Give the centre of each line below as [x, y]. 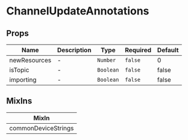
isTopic [19, 70]
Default [168, 50]
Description [74, 50]
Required [138, 50]
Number [107, 60]
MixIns [19, 101]
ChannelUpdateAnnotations [78, 11]
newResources [30, 60]
